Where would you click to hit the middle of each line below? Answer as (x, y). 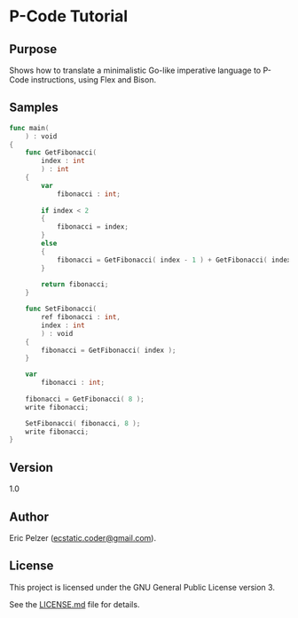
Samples (34, 108)
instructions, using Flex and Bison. (94, 80)
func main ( (29, 128)
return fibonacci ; (75, 285)
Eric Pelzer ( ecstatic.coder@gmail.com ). (83, 537)
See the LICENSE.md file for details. (74, 604)
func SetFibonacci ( (61, 309)
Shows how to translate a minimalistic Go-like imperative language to (135, 70)
